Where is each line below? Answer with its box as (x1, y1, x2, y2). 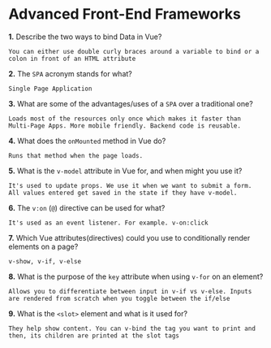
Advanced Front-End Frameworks (8, 5, 242, 24)
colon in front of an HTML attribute (8, 54, 136, 63)
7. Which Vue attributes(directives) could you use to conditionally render (8, 233, 251, 242)
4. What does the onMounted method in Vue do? (8, 136, 166, 146)
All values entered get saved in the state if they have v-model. (8, 189, 238, 197)
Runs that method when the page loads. (8, 151, 144, 159)
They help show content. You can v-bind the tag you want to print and (8, 324, 256, 333)
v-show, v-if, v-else (8, 257, 82, 265)
